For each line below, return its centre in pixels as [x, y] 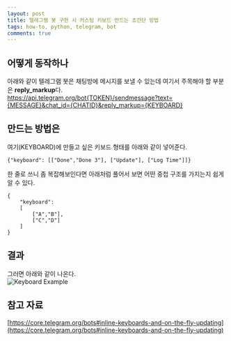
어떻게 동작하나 [38, 63]
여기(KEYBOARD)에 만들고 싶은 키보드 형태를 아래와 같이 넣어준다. [97, 146]
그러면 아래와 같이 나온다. [42, 273]
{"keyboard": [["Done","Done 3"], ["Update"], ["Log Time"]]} [99, 160]
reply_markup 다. [39, 90]
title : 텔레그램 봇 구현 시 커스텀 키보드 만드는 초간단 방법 [83, 20]
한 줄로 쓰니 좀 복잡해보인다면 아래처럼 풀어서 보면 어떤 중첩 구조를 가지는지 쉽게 [116, 174]
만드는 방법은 [34, 129]
